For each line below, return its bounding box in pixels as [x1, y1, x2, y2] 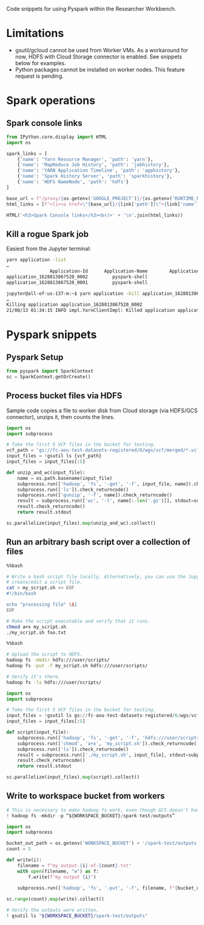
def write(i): [6, 857, 42, 863]
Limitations [6, 27, 64, 40]
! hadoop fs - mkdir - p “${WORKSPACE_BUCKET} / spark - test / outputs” [6, 812, 175, 819]
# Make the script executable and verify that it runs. [6, 618, 151, 624]
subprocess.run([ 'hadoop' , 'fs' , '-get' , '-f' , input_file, [17, 480, 172, 487]
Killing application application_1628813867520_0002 [6, 302, 143, 308]
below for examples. [15, 59, 66, 66]
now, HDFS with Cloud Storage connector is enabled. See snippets [15, 53, 182, 60]
